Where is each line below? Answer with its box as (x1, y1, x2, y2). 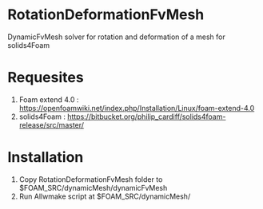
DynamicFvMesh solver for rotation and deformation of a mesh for (7, 32, 225, 41)
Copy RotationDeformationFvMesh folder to (18, 174, 163, 184)
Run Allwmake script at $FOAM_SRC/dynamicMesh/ (18, 191, 191, 201)
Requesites (7, 69, 85, 87)
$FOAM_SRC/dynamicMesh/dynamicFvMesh (18, 183, 168, 192)
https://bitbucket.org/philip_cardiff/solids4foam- (66, 112, 226, 121)
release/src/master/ (18, 120, 85, 129)
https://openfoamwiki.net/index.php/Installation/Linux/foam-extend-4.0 (18, 103, 255, 112)
